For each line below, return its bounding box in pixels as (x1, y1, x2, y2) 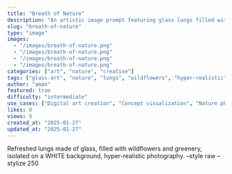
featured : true (7, 87, 51, 94)
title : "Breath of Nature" (7, 10, 85, 17)
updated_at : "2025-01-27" (7, 126, 81, 133)
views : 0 (7, 113, 32, 119)
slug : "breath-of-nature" (7, 23, 81, 30)
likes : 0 (7, 106, 32, 113)
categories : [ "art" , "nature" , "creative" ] (7, 68, 135, 75)
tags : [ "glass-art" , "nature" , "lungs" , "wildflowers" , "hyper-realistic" (7, 74, 227, 81)
